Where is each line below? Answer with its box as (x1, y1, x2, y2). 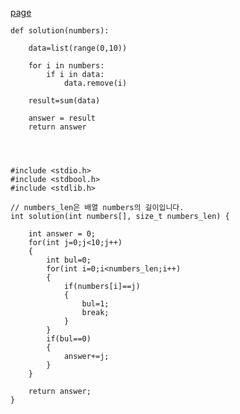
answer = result (28, 113, 97, 123)
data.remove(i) (63, 78, 128, 88)
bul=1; (81, 299, 110, 309)
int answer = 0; (28, 229, 97, 239)
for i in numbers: (28, 61, 105, 71)
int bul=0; (46, 255, 92, 265)
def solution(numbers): (10, 26, 110, 36)
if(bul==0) (46, 334, 92, 344)
